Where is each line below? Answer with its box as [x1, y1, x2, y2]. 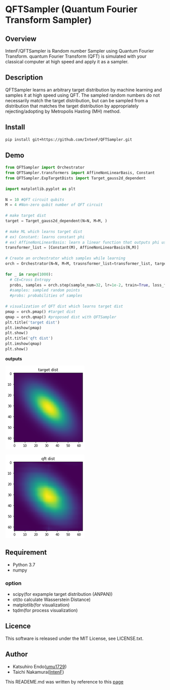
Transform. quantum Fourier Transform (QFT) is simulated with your [5, 53, 147, 59]
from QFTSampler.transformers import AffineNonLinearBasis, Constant [5, 171, 155, 176]
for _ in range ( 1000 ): [5, 272, 53, 277]
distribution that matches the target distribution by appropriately [5, 103, 139, 109]
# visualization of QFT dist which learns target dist [5, 304, 123, 309]
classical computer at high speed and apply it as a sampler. [5, 59, 129, 64]
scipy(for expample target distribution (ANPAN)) [12, 591, 113, 597]
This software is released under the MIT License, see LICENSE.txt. [5, 635, 144, 641]
